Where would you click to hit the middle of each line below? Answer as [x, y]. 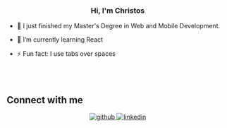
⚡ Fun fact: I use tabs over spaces [66, 54]
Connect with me [45, 100]
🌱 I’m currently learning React [60, 40]
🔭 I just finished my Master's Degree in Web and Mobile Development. [118, 26]
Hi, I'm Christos [118, 11]
